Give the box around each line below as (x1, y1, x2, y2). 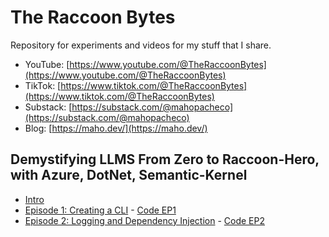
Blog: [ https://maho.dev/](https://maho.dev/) (24, 122, 208, 134)
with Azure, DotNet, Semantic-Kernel (10, 167, 248, 184)
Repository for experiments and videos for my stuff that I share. (10, 39, 272, 51)
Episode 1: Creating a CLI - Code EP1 (24, 204, 177, 216)
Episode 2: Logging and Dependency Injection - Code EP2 (24, 214, 265, 226)
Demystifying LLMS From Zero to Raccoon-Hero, (10, 151, 320, 168)
